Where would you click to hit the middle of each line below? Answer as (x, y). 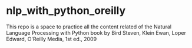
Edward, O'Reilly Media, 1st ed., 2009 (52, 39)
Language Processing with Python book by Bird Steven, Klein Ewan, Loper (96, 32)
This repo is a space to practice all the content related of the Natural (89, 27)
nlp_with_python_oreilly (66, 11)
